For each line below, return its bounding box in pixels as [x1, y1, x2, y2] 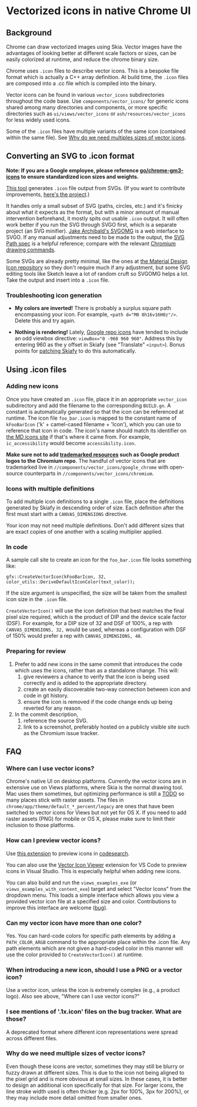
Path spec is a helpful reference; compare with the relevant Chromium [6, 240, 176, 247]
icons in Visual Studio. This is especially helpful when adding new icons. [6, 867, 181, 874]
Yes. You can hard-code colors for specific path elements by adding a [6, 932, 176, 939]
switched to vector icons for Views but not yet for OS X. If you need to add [6, 809, 187, 816]
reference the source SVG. [23, 717, 88, 724]
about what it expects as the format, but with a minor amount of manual [6, 208, 179, 215]
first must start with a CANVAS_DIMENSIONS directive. [6, 511, 128, 518]
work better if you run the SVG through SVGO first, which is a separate [6, 221, 177, 228]
